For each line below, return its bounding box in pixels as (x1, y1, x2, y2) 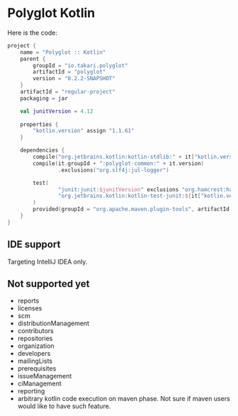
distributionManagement (17, 319, 90, 327)
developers (17, 349, 51, 358)
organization (17, 342, 55, 350)
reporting (17, 387, 45, 395)
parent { (20, 55, 46, 62)
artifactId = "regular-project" (20, 89, 115, 96)
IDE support (7, 239, 61, 251)
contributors (17, 327, 55, 335)
